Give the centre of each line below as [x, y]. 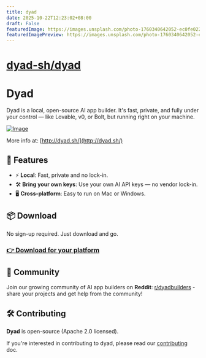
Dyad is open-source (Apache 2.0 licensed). [63, 332]
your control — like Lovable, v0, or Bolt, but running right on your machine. [101, 117]
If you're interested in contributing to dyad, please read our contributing [97, 343]
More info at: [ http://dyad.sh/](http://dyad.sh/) [65, 141]
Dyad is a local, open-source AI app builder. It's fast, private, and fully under [103, 111]
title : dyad [21, 12]
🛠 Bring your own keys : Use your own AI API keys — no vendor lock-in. [106, 184]
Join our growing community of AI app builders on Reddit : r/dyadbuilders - [101, 287]
